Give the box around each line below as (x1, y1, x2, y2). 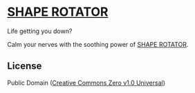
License (7, 60, 42, 72)
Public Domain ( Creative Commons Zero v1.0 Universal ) (7, 79, 166, 87)
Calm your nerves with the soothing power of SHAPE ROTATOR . (7, 40, 189, 48)
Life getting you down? (7, 27, 73, 35)
